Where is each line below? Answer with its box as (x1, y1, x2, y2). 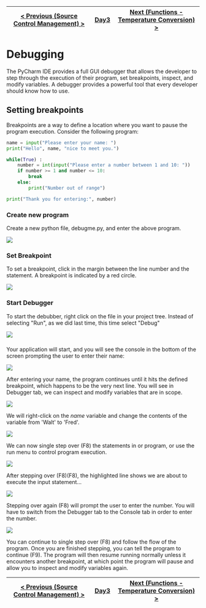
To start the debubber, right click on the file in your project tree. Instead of (6, 312, 194, 320)
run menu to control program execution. (6, 448, 107, 456)
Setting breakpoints (6, 105, 84, 115)
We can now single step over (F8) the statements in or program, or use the (6, 442, 195, 450)
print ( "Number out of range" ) (28, 185, 105, 191)
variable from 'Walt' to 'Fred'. (6, 418, 80, 426)
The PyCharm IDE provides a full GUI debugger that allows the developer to (6, 67, 197, 75)
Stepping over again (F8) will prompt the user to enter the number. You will (6, 502, 195, 509)
